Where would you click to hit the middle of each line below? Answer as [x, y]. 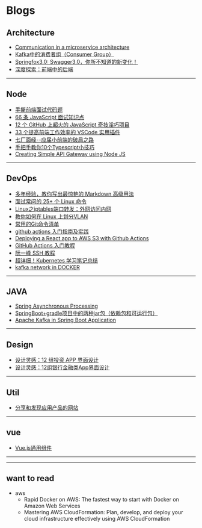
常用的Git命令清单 [37, 224]
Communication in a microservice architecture [72, 47]
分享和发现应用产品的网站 [47, 408]
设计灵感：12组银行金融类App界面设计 [62, 367]
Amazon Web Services [52, 506]
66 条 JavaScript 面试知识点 [50, 117]
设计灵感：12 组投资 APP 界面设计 [57, 360]
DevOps [22, 179]
